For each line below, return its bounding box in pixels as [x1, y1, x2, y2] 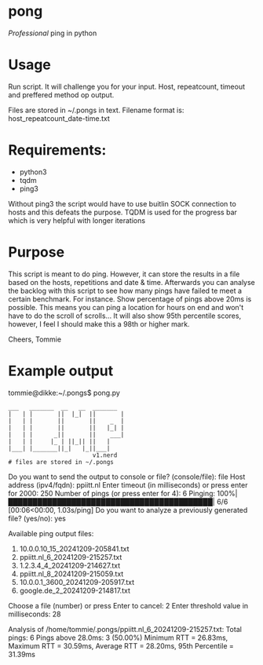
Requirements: [8, 141, 107, 159]
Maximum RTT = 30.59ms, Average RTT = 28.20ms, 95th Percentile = [8, 641, 234, 650]
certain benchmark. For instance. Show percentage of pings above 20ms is [8, 294, 252, 304]
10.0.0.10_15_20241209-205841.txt [19, 544, 130, 554]
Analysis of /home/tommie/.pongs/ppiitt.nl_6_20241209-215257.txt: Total [8, 624, 242, 634]
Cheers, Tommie [8, 334, 61, 344]
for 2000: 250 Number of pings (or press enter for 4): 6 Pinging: [8, 488, 216, 498]
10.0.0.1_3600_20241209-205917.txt [19, 577, 135, 586]
